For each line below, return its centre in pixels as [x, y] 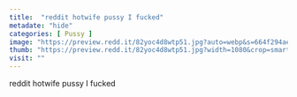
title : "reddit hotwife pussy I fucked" [87, 17]
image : [21, 42]
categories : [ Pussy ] [51, 34]
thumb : [21, 50]
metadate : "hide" [41, 26]
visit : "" [27, 58]
